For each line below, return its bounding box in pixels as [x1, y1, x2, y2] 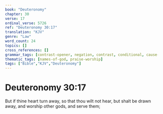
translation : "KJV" [5, 30, 45, 34]
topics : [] [5, 43, 27, 48]
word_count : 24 [5, 39, 36, 44]
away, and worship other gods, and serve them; [5, 103, 100, 109]
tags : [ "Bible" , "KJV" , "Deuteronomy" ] [5, 61, 81, 66]
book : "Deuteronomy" [5, 7, 47, 12]
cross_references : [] [5, 48, 49, 52]
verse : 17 [5, 16, 25, 21]
